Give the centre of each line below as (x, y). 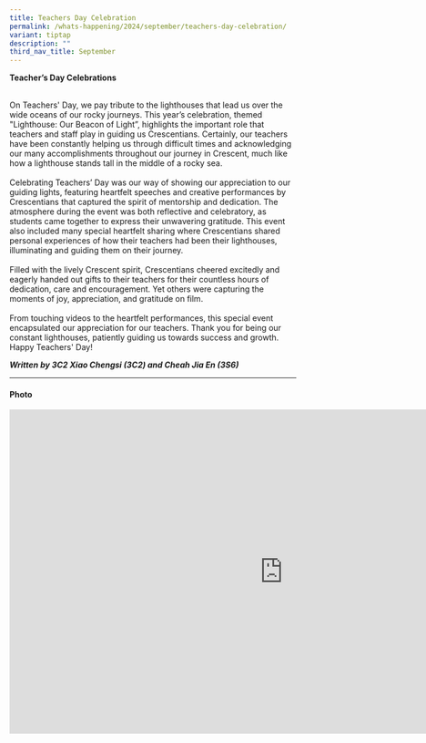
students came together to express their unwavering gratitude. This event (147, 222)
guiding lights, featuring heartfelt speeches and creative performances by (148, 192)
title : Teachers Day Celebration (73, 18)
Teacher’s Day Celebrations (63, 77)
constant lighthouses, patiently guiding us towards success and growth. (144, 337)
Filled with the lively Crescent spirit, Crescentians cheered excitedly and (145, 270)
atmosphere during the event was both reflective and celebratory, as (138, 212)
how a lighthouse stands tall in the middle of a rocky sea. (116, 163)
